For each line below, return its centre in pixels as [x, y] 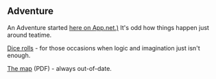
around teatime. [29, 35]
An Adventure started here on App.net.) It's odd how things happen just [108, 27]
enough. [19, 55]
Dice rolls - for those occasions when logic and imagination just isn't [104, 48]
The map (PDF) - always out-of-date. [59, 68]
